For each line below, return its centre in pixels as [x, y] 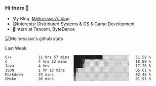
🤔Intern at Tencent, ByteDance [43, 29]
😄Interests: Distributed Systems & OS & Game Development [73, 24]
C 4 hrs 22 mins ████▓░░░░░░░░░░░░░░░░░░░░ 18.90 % [78, 62]
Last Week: [17, 48]
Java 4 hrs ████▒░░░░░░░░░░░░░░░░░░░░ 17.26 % [78, 66]
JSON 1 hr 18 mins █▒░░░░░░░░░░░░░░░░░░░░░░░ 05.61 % [78, 70]
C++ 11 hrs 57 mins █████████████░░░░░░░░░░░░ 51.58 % [78, 57]
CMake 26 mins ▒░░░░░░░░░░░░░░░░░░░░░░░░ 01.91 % [78, 79]
